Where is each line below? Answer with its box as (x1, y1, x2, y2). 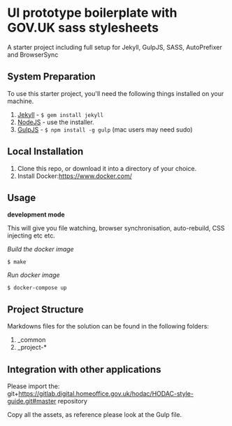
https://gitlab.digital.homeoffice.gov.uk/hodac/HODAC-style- (18, 390, 194, 397)
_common (17, 336, 46, 344)
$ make (7, 259, 27, 266)
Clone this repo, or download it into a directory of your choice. (17, 164, 197, 172)
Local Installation (7, 146, 84, 158)
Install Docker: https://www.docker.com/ (17, 172, 133, 180)
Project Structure (7, 303, 84, 315)
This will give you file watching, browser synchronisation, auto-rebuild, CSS (7, 224, 225, 233)
